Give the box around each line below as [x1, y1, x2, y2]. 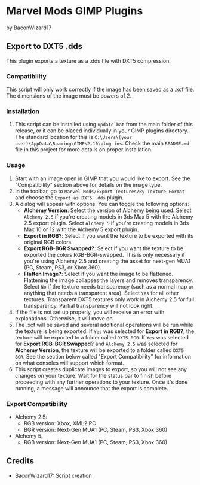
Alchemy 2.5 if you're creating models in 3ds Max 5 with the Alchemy [23, 213, 193, 220]
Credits [6, 456, 35, 466]
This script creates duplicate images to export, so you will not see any [14, 365, 187, 372]
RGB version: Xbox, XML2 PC [23, 419, 97, 426]
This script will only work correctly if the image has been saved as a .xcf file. [6, 86, 195, 93]
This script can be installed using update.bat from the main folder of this [14, 121, 193, 128]
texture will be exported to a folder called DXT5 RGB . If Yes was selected [14, 334, 189, 341]
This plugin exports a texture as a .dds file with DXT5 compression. [6, 57, 171, 64]
